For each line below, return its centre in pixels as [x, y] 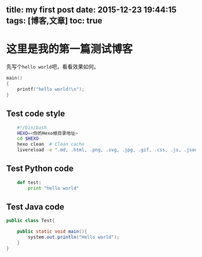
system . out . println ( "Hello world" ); [74, 237]
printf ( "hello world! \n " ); [51, 90]
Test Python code [40, 169]
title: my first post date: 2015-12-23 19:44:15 [91, 10]
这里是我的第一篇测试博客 [70, 49]
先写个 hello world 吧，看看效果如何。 [53, 67]
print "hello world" [54, 188]
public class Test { [31, 221]
